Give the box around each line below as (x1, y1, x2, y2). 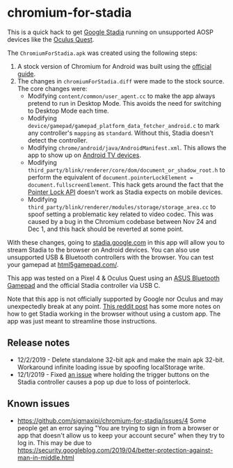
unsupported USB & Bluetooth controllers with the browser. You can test (7, 252, 214, 261)
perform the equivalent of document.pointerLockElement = (27, 172, 193, 181)
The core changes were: (17, 84, 88, 92)
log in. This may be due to (17, 438, 92, 446)
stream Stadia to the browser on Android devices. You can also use (7, 245, 200, 254)
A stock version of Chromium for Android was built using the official (17, 62, 212, 70)
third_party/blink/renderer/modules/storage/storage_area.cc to (27, 202, 216, 211)
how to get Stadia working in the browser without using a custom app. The (7, 309, 221, 318)
